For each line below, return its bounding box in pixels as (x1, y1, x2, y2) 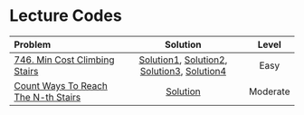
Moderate (248, 85, 290, 98)
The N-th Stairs (14, 91, 81, 103)
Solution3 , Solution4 (139, 64, 227, 77)
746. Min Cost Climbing (14, 53, 115, 66)
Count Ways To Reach (14, 79, 109, 91)
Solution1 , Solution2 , (138, 53, 228, 66)
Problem (14, 38, 52, 51)
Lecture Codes (9, 5, 122, 26)
